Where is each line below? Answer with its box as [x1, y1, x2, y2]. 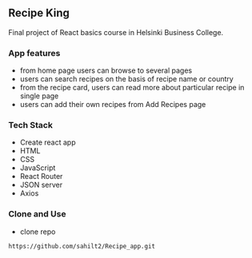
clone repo [19, 227, 56, 236]
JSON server [19, 180, 63, 190]
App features [8, 47, 61, 58]
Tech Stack [8, 120, 54, 131]
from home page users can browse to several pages [19, 65, 193, 75]
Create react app [19, 137, 76, 147]
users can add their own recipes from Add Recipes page [19, 100, 206, 109]
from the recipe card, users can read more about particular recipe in [19, 83, 245, 93]
